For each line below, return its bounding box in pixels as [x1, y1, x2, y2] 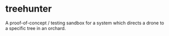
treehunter [5, 3, 52, 15]
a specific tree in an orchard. [5, 25, 66, 31]
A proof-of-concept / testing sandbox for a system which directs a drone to [5, 20, 164, 26]
